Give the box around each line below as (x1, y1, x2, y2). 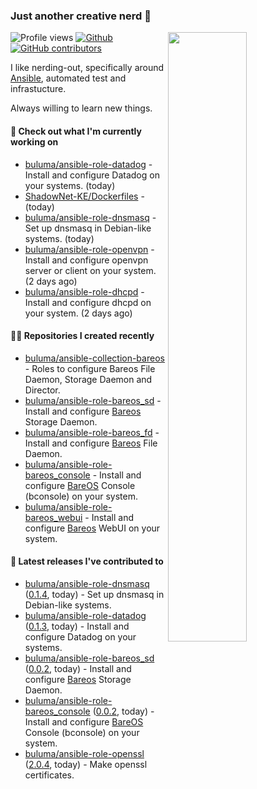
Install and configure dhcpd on (24, 296, 152, 308)
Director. (24, 384, 61, 396)
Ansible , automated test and (10, 72, 127, 84)
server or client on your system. (24, 264, 157, 276)
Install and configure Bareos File (24, 437, 158, 449)
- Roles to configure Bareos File (24, 362, 156, 374)
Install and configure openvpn (24, 254, 149, 266)
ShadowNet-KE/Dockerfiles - (24, 190, 145, 202)
